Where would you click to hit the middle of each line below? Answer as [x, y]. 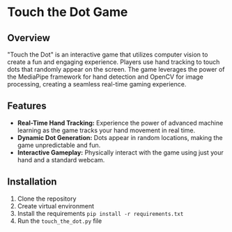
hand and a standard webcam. [61, 160]
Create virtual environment [56, 206]
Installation [32, 182]
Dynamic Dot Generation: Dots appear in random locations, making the [120, 137]
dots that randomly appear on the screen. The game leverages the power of [116, 69]
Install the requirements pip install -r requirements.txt [100, 213]
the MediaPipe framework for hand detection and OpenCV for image [105, 77]
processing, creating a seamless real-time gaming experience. [97, 84]
